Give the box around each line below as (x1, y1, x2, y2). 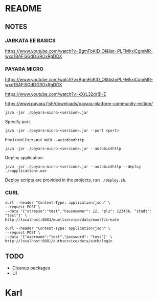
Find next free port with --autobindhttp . (5, 137, 86, 143)
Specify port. (5, 119, 32, 125)
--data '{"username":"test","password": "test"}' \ (5, 235, 113, 239)
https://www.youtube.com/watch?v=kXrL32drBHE (5, 91, 107, 97)
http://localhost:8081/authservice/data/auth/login (5, 239, 113, 244)
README (5, 3, 42, 14)
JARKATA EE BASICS (5, 37, 56, 44)
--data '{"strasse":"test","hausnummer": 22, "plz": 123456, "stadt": (5, 209, 152, 214)
